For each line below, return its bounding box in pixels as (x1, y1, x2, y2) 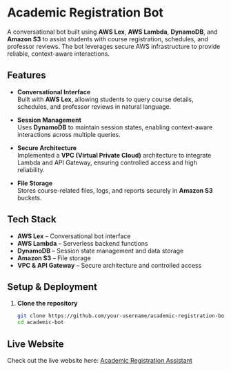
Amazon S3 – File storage (17, 253, 91, 262)
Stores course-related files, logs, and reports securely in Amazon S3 (17, 186, 213, 194)
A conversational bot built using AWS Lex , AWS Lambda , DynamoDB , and (7, 28, 219, 36)
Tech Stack (7, 213, 57, 225)
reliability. (17, 165, 45, 173)
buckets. (17, 193, 43, 202)
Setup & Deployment (7, 281, 98, 293)
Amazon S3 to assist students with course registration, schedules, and (7, 34, 208, 43)
